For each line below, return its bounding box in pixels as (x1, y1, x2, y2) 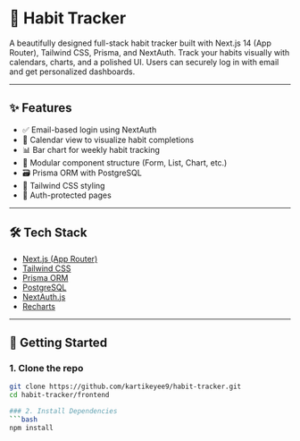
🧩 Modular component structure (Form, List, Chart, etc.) (21, 157, 228, 168)
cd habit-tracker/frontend (9, 391, 110, 400)
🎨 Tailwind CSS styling (21, 180, 105, 191)
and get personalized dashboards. (9, 66, 136, 77)
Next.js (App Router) (21, 253, 98, 264)
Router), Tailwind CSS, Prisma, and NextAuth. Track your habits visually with (9, 47, 290, 57)
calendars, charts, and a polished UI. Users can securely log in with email (9, 56, 279, 67)
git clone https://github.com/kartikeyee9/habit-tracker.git (9, 382, 242, 392)
